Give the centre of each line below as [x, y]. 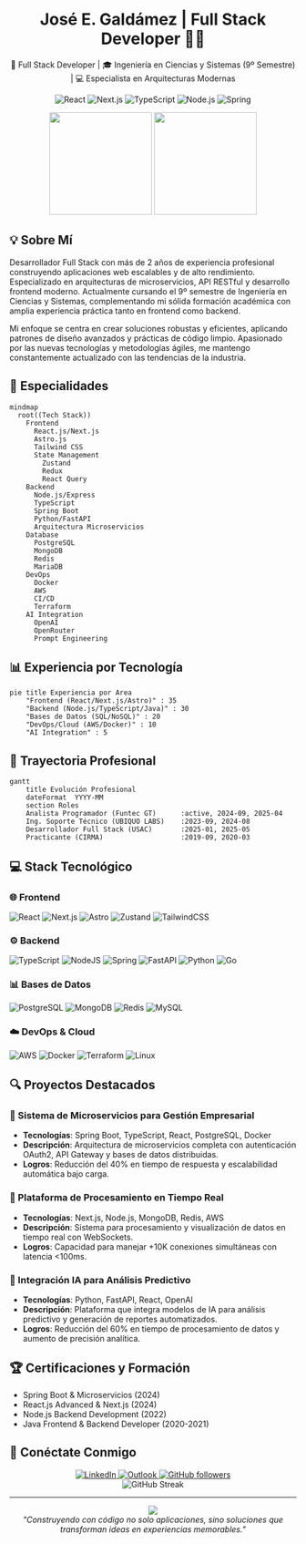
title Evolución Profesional [81, 790]
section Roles [52, 806]
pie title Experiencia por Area [71, 693]
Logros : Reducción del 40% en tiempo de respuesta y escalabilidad [150, 1164]
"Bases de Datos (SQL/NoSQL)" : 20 [93, 717]
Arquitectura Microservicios [89, 527]
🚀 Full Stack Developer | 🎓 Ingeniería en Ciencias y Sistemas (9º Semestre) [153, 65]
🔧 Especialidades [59, 386]
